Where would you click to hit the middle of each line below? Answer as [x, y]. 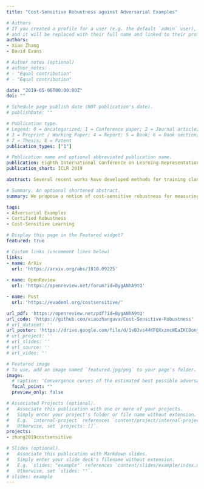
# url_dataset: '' [29, 325]
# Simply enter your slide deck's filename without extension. [90, 459]
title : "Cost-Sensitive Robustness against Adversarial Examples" [92, 12]
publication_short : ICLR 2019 [45, 169]
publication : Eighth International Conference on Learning [83, 163]
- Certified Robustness [36, 219]
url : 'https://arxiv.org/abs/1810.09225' [65, 269]
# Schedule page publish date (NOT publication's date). [80, 107]
